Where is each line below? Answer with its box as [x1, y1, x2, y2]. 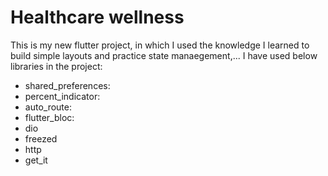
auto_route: [24, 101, 72, 113]
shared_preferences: [24, 79, 111, 91]
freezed [24, 132, 58, 145]
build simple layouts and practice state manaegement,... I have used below [10, 49, 318, 61]
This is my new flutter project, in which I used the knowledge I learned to [10, 39, 310, 51]
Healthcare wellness [10, 6, 185, 29]
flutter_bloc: [24, 111, 75, 123]
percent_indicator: [24, 90, 101, 102]
